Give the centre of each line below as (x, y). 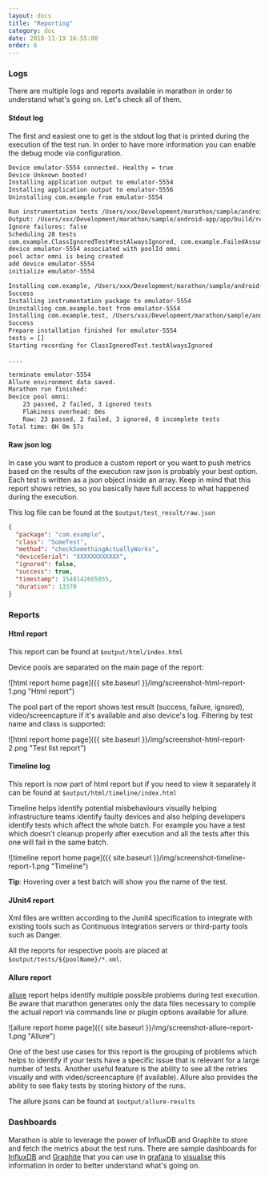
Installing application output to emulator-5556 (91, 190)
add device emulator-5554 (51, 264)
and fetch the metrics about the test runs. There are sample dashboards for (133, 1148)
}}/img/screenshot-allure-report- (199, 1028)
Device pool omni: (39, 397)
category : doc (32, 30)
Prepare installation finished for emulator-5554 (93, 331)
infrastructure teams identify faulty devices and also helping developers (127, 816)
